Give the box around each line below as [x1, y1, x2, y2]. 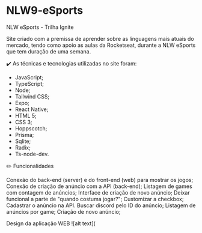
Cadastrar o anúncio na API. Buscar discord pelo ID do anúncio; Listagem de [6, 202, 196, 209]
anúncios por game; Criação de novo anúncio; [6, 208, 121, 215]
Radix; [14, 144, 31, 151]
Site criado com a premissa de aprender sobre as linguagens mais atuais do [6, 35, 194, 42]
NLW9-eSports [6, 4, 83, 17]
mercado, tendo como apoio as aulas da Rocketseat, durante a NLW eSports [6, 41, 196, 49]
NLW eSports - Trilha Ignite [6, 23, 74, 31]
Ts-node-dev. [14, 150, 49, 157]
